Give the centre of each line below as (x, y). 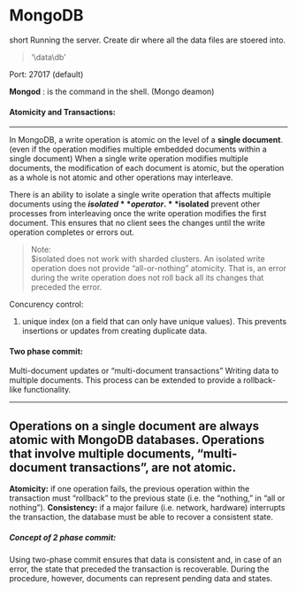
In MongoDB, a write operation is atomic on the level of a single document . (146, 140)
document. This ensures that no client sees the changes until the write (137, 223)
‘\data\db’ (48, 57)
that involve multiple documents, (102, 453)
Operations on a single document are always (134, 426)
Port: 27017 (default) (46, 74)
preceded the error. (66, 287)
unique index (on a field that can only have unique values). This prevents (154, 322)
